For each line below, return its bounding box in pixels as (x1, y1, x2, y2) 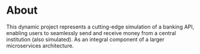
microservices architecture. (6, 42, 74, 49)
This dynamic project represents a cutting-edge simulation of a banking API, (6, 23, 195, 30)
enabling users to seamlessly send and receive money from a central (6, 29, 177, 36)
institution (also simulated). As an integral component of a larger (6, 36, 165, 43)
